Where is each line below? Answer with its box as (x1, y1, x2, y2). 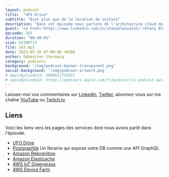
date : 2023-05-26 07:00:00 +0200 (5, 49, 75, 54)
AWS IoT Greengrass (12, 161, 56, 167)
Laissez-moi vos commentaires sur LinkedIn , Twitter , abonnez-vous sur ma (5, 91, 161, 97)
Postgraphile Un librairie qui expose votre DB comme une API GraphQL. (12, 145, 161, 151)
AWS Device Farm (12, 166, 50, 172)
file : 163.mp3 (5, 45, 35, 50)
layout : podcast (5, 7, 39, 13)
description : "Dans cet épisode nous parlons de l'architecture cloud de (5, 21, 163, 27)
